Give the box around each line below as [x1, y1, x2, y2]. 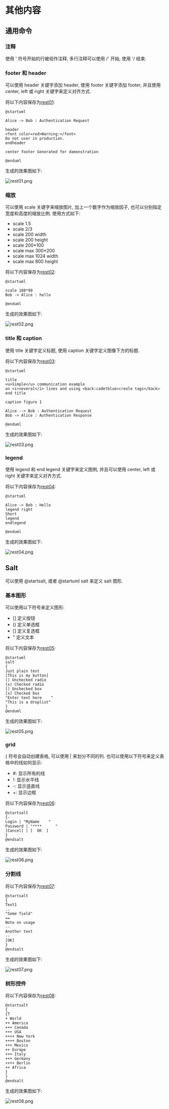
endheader [5, 140, 26, 145]
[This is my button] [5, 673, 49, 678]
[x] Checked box [5, 691, 40, 696]
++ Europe [5, 1047, 26, 1053]
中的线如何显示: [9, 760, 43, 766]
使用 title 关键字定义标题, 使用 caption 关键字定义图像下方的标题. [5, 347, 140, 354]
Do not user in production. [5, 136, 65, 141]
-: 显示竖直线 [12, 783, 40, 789]
